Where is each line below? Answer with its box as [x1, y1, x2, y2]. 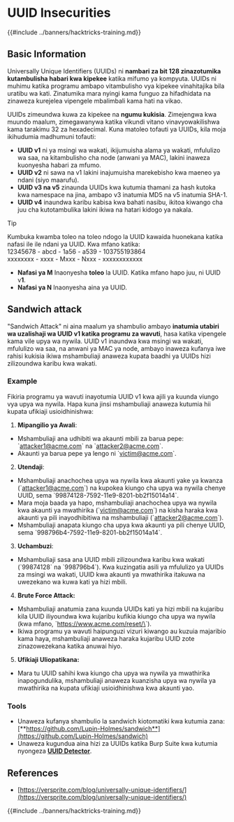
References [7, 767, 59, 779]
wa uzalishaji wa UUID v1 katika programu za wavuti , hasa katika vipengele [7, 329, 227, 338]
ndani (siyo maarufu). [17, 175, 80, 184]
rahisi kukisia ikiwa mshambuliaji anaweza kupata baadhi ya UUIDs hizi [7, 352, 211, 360]
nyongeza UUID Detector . [17, 747, 92, 756]
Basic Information [7, 48, 87, 60]
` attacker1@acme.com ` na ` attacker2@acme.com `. [17, 442, 163, 450]
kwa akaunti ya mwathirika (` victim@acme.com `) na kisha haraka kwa [17, 505, 218, 514]
